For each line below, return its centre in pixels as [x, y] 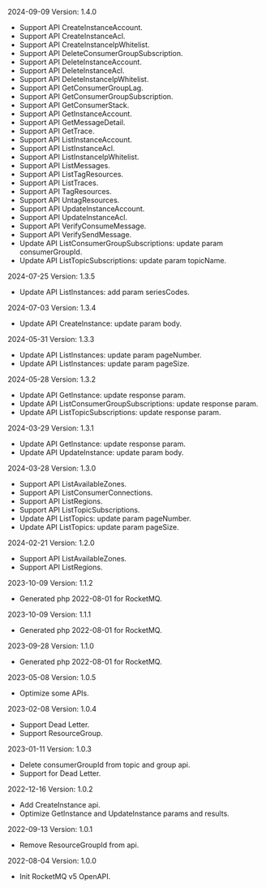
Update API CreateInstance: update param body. [101, 323]
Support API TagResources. [66, 191]
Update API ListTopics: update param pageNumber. [105, 518]
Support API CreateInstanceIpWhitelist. [84, 45]
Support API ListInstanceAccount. [76, 140]
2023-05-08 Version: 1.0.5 [52, 677]
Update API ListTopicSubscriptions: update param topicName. [123, 260]
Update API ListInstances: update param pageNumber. [110, 355]
